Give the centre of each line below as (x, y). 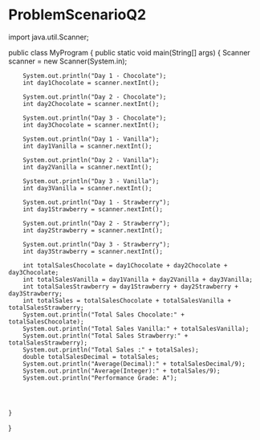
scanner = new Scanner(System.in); (68, 61)
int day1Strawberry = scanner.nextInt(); (93, 209)
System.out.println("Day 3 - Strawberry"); (97, 244)
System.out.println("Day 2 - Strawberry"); (97, 223)
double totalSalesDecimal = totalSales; (91, 356)
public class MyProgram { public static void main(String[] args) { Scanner (129, 52)
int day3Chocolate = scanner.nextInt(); (91, 125)
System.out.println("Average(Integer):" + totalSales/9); (122, 371)
